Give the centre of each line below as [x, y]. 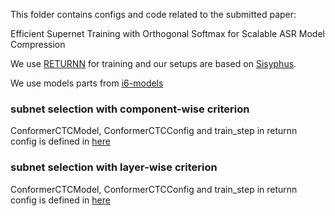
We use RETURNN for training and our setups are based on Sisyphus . [153, 63]
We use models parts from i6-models [87, 83]
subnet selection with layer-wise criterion [114, 167]
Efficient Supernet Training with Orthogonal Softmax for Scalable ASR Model [167, 33]
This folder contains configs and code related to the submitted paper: [153, 14]
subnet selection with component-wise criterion [130, 109]
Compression [38, 44]
